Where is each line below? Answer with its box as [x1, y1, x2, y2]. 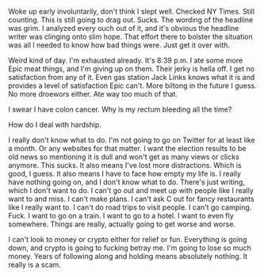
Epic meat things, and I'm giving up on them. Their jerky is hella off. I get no [8, 64, 255, 74]
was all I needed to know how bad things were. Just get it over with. [8, 40, 231, 50]
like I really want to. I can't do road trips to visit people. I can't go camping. [8, 203, 252, 212]
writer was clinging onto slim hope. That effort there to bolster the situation [8, 32, 253, 41]
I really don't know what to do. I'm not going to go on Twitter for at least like [8, 135, 255, 145]
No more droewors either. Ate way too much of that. [8, 89, 178, 98]
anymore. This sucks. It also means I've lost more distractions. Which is [8, 161, 242, 169]
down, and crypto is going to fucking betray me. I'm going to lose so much [8, 243, 252, 252]
